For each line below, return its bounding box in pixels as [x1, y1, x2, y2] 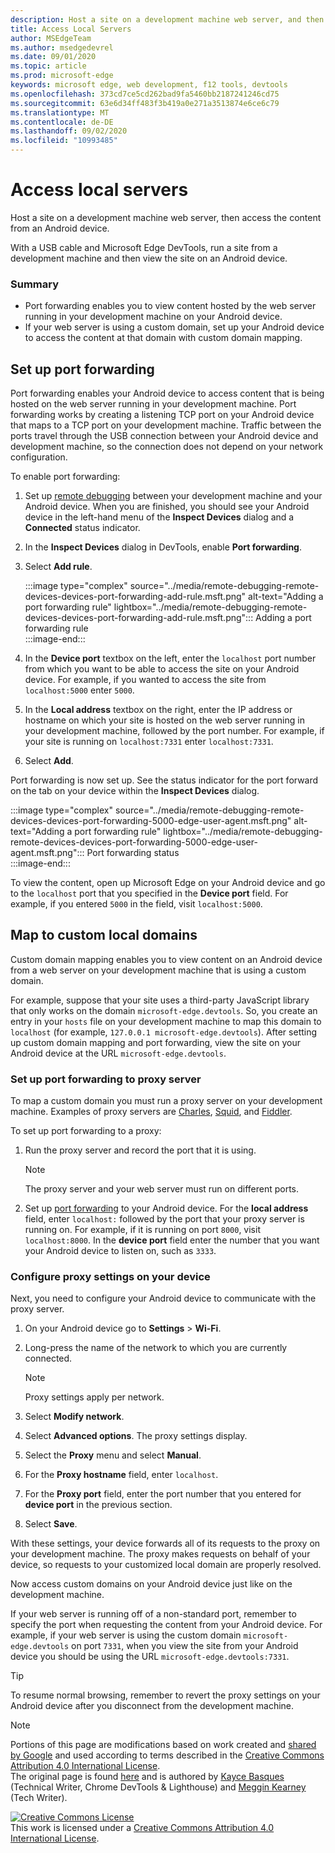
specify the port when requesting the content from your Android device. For [10, 1619, 323, 1631]
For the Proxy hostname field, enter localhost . [24, 1469, 219, 1481]
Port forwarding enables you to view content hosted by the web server [24, 300, 317, 312]
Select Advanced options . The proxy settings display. [24, 1430, 248, 1442]
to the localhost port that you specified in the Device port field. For [10, 887, 289, 900]
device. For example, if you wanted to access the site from [24, 674, 267, 686]
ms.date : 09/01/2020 [10, 52, 97, 62]
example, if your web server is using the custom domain [10, 1629, 242, 1641]
